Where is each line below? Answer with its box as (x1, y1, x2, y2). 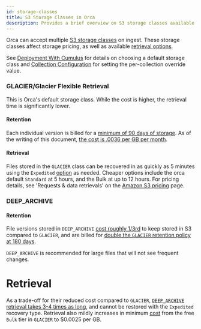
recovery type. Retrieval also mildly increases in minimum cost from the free (6, 310, 194, 317)
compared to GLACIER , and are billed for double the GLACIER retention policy (6, 232, 191, 239)
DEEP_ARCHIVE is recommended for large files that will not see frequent (6, 250, 179, 257)
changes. (6, 256, 29, 263)
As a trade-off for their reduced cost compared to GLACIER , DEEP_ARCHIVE (6, 297, 185, 304)
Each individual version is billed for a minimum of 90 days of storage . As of (6, 129, 191, 136)
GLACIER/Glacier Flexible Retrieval (6, 82, 109, 91)
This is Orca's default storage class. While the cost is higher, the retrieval (6, 95, 187, 103)
